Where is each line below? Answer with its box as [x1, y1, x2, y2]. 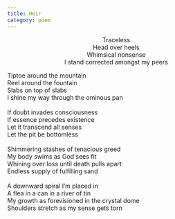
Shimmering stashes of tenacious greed [7, 145, 121, 153]
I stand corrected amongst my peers [64, 58, 168, 66]
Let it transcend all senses [7, 123, 82, 131]
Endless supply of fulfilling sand [7, 167, 98, 175]
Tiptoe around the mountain [7, 71, 86, 80]
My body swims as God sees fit [7, 152, 97, 160]
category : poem [7, 17, 51, 24]
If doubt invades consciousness [7, 108, 98, 116]
